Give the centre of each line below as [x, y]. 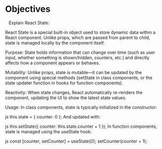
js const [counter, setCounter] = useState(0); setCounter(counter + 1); [76, 141]
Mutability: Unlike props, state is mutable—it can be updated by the [74, 72]
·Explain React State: [28, 23]
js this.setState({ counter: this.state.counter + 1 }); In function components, [81, 126]
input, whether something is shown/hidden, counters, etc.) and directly [77, 57]
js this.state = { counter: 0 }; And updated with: [53, 116]
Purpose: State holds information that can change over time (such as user [80, 52]
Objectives [28, 9]
